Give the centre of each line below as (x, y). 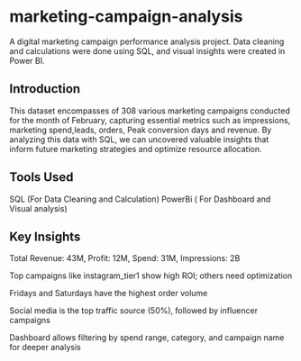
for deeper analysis (45, 347)
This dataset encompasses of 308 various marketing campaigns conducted (150, 111)
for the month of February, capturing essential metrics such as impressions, (150, 120)
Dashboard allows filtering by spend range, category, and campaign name (147, 338)
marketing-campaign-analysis (126, 17)
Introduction (45, 89)
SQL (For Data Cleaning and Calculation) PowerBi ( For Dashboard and (140, 199)
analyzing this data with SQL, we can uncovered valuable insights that (139, 139)
